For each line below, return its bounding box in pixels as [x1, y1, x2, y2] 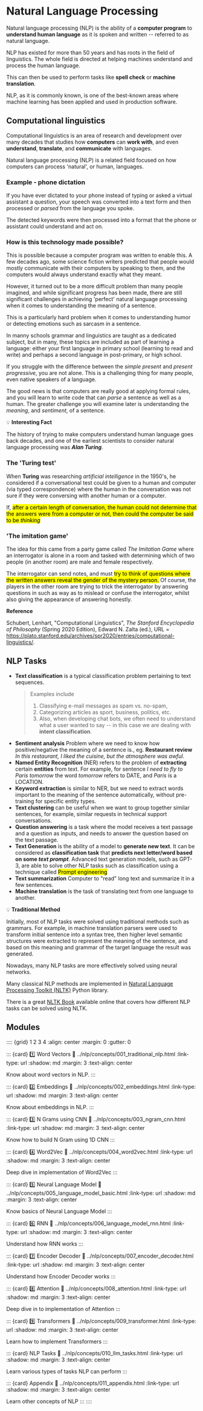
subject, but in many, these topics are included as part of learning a [6, 338, 174, 346]
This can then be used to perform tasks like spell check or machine [6, 73, 176, 81]
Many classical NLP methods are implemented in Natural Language [6, 980, 173, 987]
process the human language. [6, 62, 80, 69]
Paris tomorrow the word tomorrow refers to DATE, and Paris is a [14, 771, 177, 779]
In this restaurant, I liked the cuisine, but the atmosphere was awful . [14, 752, 185, 760]
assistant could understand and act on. [6, 223, 104, 230]
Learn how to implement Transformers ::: [6, 1338, 108, 1345]
